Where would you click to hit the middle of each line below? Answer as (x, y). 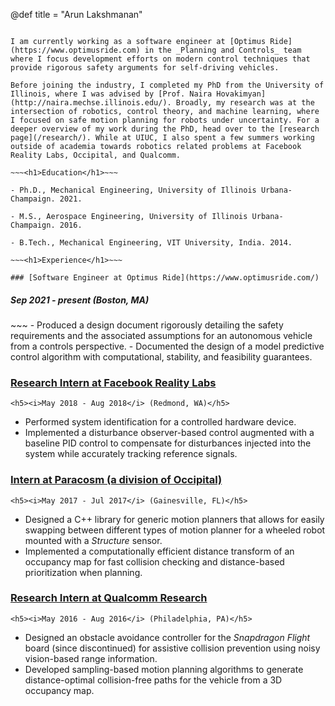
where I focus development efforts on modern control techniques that (160, 59)
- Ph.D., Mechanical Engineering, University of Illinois (133, 190)
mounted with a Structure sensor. (93, 540)
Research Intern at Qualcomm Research (109, 598)
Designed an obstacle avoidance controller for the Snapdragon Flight (167, 637)
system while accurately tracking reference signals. (131, 454)
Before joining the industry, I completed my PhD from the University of (167, 85)
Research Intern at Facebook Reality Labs (113, 382)
